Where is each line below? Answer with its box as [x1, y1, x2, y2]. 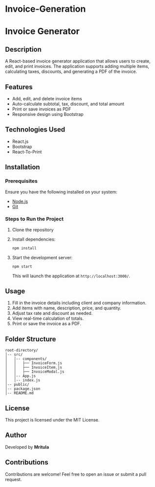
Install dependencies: [12, 236, 56, 242]
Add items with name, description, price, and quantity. [12, 305, 121, 311]
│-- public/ [5, 382, 29, 387]
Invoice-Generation [5, 3, 86, 15]
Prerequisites [5, 177, 38, 184]
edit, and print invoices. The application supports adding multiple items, [5, 64, 150, 69]
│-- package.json [5, 386, 41, 392]
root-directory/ [5, 348, 38, 353]
